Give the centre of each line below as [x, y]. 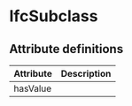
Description [86, 74]
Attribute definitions [66, 49]
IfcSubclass [54, 16]
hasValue [33, 88]
